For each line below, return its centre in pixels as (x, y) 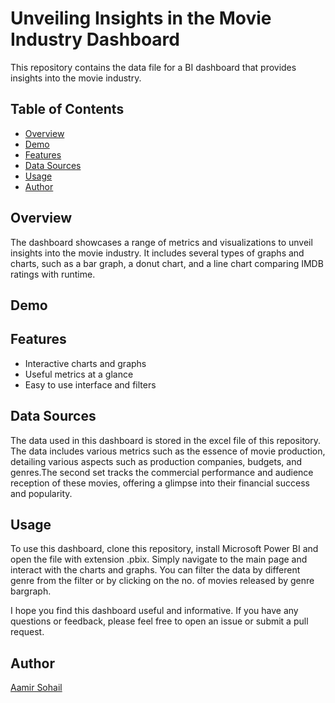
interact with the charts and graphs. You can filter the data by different (155, 570)
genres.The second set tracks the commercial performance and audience (162, 472)
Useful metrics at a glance (79, 374)
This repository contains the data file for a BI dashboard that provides (153, 67)
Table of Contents (67, 109)
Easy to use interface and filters (90, 384)
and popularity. (41, 493)
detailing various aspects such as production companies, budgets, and (156, 461)
